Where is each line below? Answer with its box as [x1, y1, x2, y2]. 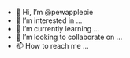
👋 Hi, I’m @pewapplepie [15, 8, 94, 16]
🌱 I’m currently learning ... [15, 24, 100, 33]
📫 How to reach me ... [15, 42, 89, 50]
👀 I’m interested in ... [15, 16, 83, 25]
